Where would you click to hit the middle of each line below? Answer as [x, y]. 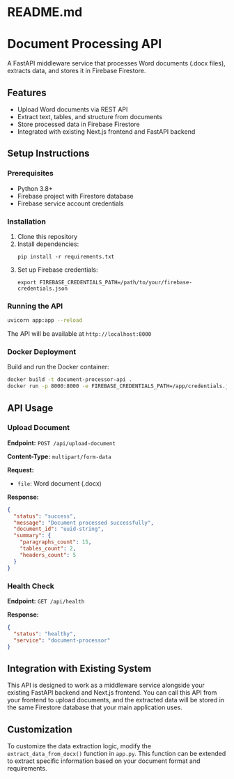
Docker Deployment [42, 352]
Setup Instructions [48, 154]
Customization [40, 729]
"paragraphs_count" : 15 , [56, 542]
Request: [21, 470]
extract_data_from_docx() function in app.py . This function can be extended [117, 754]
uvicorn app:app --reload [45, 321]
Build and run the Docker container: [58, 367]
